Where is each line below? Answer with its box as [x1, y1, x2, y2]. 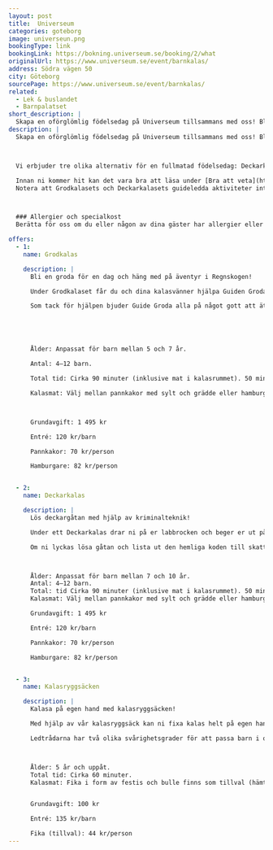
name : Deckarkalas [23, 491, 85, 500]
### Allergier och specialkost [15, 213, 122, 221]
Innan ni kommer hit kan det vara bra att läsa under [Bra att [15, 177, 234, 185]
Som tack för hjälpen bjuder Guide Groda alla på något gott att [29, 302, 256, 310]
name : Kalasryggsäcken [23, 682, 100, 691]
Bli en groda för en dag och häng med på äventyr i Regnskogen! [29, 272, 253, 281]
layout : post [8, 11, 53, 20]
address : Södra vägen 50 [8, 65, 93, 73]
